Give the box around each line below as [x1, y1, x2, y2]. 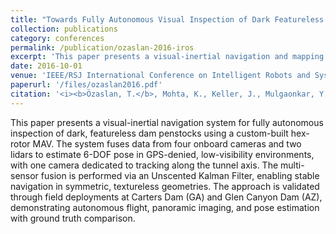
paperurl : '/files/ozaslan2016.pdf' [10, 80, 163, 90]
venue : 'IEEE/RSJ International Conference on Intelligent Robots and [10, 71, 311, 81]
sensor [10, 169, 39, 181]
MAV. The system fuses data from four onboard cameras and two [32, 137, 302, 150]
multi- [280, 159, 305, 171]
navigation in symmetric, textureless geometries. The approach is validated [10, 180, 320, 192]
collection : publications [10, 24, 118, 34]
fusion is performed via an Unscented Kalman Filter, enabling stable [40, 169, 320, 181]
